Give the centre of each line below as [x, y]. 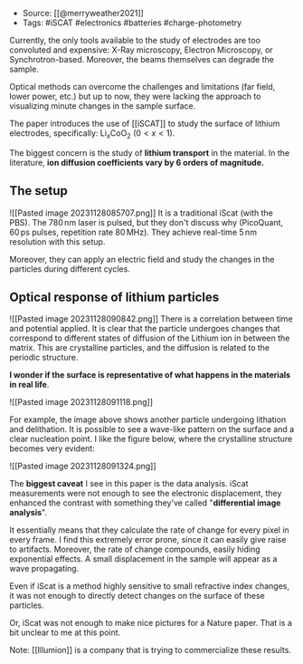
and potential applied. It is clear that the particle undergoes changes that [145, 329]
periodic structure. [44, 358]
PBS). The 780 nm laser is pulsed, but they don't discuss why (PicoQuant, [146, 222]
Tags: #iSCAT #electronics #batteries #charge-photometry [132, 23]
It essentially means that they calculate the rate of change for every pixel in [149, 530]
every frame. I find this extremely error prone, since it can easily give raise [148, 540]
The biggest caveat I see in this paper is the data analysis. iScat [129, 484]
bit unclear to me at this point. [65, 632]
